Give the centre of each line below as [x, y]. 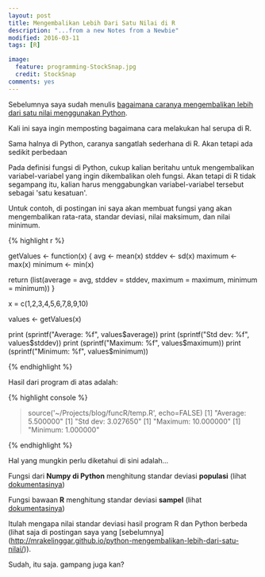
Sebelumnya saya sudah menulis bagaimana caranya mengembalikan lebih [131, 104]
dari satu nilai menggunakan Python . [68, 113]
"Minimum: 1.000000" [63, 429]
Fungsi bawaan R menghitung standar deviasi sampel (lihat [105, 500]
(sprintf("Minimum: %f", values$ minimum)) [79, 351]
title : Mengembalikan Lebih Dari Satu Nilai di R [92, 23]
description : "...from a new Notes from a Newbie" [94, 30]
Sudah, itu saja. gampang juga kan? [66, 564]
